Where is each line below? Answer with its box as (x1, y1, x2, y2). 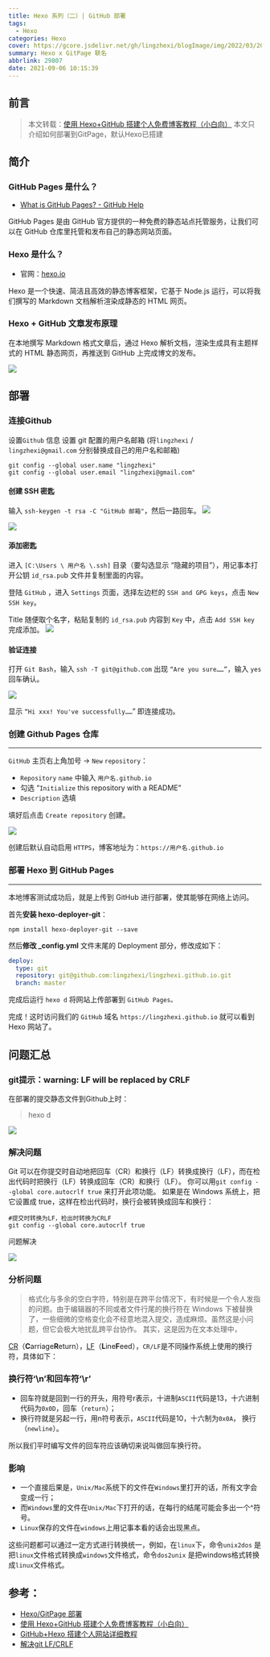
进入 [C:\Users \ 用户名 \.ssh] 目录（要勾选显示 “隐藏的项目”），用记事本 (8, 560, 252, 569)
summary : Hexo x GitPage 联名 (8, 49, 107, 57)
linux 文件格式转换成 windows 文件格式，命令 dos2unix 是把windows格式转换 (15, 1550, 260, 1560)
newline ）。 (27, 1423, 63, 1433)
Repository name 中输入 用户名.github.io (19, 773, 153, 783)
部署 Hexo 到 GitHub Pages (8, 864, 115, 876)
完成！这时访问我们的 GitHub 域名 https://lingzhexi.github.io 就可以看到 (8, 1012, 255, 1022)
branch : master (15, 979, 67, 988)
